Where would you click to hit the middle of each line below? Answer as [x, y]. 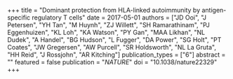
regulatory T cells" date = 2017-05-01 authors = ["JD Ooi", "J [119, 17]
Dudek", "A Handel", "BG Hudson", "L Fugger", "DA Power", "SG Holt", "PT [114, 40]
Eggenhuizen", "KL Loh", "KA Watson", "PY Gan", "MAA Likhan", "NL [106, 32]
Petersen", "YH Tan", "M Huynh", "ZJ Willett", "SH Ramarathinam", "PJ [109, 25]
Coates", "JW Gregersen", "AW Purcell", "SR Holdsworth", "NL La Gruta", [112, 47]
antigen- [214, 10]
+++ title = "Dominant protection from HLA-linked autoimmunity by [104, 10]
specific [19, 17]
